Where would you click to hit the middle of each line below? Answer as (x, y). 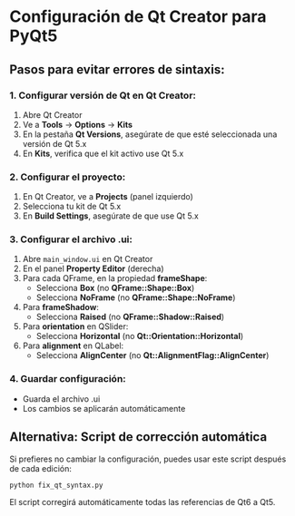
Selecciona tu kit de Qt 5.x (72, 207)
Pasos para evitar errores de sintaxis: (117, 69)
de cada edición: (41, 468)
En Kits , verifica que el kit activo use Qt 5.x (103, 153)
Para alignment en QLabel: (73, 346)
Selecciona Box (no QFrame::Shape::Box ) (115, 288)
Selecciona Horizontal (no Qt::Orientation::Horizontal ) (140, 336)
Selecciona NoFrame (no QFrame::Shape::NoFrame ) (136, 297)
